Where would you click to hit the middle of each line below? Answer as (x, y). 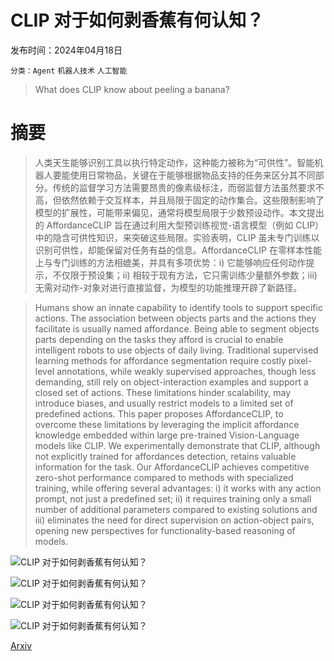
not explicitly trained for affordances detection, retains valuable (165, 456)
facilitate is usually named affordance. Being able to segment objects (177, 328)
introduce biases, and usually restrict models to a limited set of (164, 403)
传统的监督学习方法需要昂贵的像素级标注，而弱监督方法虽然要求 (184, 187)
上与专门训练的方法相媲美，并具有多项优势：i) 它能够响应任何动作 (170, 262)
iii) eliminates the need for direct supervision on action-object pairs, (174, 520)
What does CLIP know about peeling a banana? (132, 89)
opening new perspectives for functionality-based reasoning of (165, 530)
